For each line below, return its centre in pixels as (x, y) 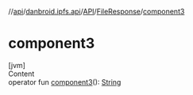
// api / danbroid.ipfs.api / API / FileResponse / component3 (96, 11)
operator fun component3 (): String (65, 82)
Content (21, 74)
